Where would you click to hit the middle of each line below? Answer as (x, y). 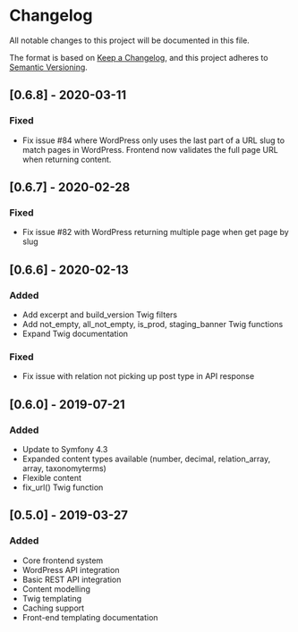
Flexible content (52, 477)
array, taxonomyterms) (64, 468)
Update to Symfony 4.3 (65, 449)
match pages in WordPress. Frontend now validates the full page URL (150, 149)
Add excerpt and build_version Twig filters (99, 315)
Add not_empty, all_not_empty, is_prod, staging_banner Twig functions (153, 324)
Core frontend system (63, 560)
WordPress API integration (71, 569)
